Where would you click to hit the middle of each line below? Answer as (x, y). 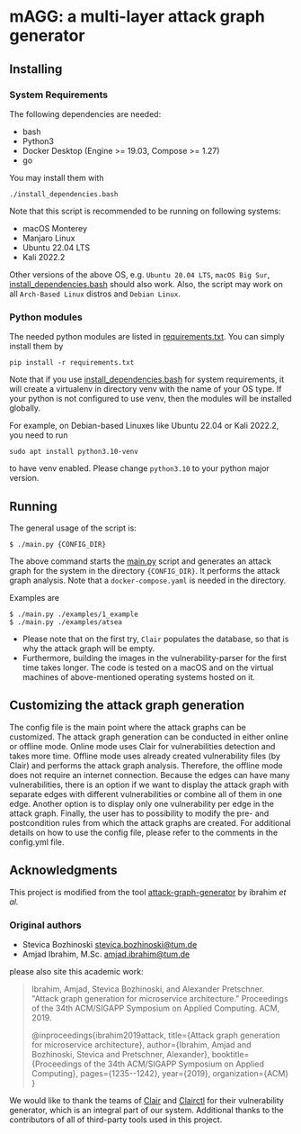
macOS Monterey (55, 228)
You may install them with (57, 177)
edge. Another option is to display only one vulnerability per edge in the (142, 803)
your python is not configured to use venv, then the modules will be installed (150, 399)
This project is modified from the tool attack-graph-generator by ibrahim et (148, 892)
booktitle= (230, 1054)
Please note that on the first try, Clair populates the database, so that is (155, 639)
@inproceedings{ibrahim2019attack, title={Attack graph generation (155, 1035)
